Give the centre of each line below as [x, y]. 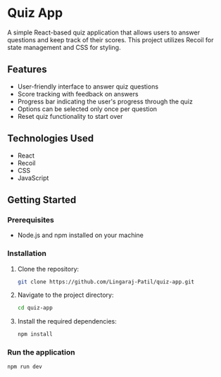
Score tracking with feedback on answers [78, 94]
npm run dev [25, 367]
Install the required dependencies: [67, 321]
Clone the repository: [48, 269]
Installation [27, 253]
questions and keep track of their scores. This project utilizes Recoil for [110, 39]
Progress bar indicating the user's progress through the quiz [105, 101]
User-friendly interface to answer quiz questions [88, 87]
